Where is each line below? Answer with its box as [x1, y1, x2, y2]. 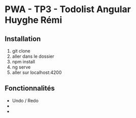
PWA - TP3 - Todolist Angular [5, 4, 131, 15]
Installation [5, 34, 41, 43]
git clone [12, 48, 31, 54]
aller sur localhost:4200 [12, 69, 62, 75]
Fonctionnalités [5, 84, 55, 93]
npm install [12, 59, 35, 64]
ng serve [12, 64, 31, 70]
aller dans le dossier [12, 53, 54, 59]
